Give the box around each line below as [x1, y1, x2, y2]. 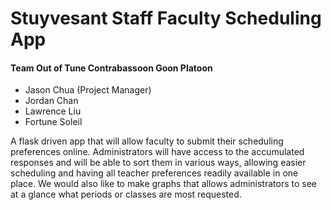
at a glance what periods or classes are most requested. [10, 188, 242, 201]
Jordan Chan [24, 95, 79, 107]
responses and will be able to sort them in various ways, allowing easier [10, 157, 307, 169]
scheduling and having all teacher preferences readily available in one [10, 167, 299, 179]
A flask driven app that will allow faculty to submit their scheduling [10, 135, 284, 147]
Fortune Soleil [24, 116, 83, 128]
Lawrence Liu [24, 105, 82, 117]
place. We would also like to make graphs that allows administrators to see [10, 178, 317, 190]
